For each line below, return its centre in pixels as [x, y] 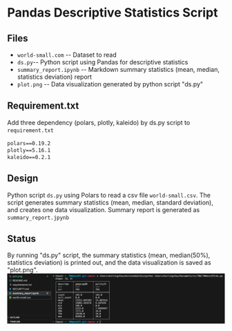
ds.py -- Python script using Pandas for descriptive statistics [103, 62]
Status [22, 239]
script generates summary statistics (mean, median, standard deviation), [110, 202]
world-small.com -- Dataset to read [67, 55]
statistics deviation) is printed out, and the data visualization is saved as [109, 263]
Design [23, 179]
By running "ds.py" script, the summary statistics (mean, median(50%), [109, 255]
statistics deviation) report [54, 77]
